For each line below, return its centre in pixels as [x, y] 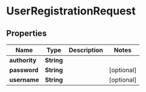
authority [23, 60]
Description [86, 50]
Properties [27, 33]
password [24, 70]
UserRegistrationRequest [71, 11]
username [24, 80]
